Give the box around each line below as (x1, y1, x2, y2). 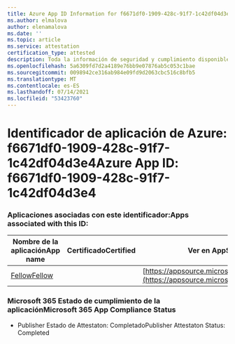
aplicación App (10, 246, 61, 256)
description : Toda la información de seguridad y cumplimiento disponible (7, 56, 230, 63)
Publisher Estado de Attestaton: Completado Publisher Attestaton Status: (17, 321, 226, 329)
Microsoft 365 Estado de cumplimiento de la (7, 296, 161, 306)
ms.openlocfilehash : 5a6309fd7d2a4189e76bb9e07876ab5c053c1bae (7, 62, 196, 70)
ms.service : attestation (7, 43, 80, 50)
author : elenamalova (7, 23, 68, 30)
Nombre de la (13, 237, 59, 246)
